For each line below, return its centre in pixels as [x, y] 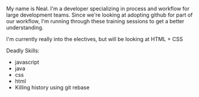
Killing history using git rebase [52, 87]
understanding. [25, 27]
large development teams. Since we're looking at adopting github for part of [99, 15]
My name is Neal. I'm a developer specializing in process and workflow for [98, 9]
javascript [27, 62]
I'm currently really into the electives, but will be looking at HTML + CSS [95, 39]
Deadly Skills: [23, 51]
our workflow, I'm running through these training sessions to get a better [95, 21]
